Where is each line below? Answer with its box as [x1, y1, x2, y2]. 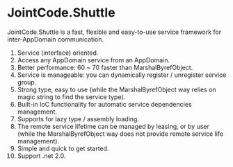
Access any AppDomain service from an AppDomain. [17, 55, 170, 64]
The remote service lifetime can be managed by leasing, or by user [17, 122, 210, 130]
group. [17, 78, 37, 86]
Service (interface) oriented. [17, 49, 99, 57]
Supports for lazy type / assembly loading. [17, 114, 139, 123]
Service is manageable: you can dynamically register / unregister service [17, 71, 227, 79]
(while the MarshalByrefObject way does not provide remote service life [17, 130, 224, 138]
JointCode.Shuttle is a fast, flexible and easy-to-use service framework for [7, 28, 222, 36]
